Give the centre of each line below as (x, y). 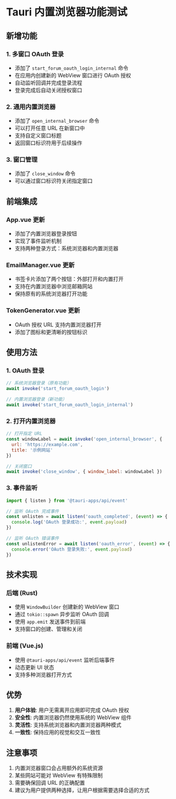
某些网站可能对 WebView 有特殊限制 (59, 775)
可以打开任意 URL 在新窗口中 (50, 128)
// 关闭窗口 (19, 466)
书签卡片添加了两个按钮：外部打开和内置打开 (69, 279)
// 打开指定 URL (24, 434)
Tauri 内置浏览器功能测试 (67, 12)
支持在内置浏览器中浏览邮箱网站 (53, 286)
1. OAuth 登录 (25, 371)
